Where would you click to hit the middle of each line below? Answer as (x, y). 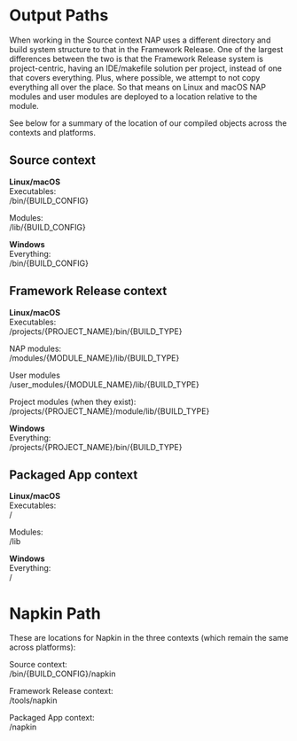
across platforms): (43, 647)
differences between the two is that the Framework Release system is (137, 58)
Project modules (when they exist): (73, 402)
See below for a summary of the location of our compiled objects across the (148, 123)
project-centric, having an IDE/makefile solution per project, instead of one (145, 68)
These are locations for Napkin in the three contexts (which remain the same (149, 638)
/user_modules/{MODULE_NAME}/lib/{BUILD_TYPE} (104, 384)
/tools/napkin (33, 700)
